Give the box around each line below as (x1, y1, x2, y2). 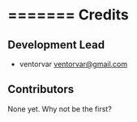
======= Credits (7, 6, 129, 24)
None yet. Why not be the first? (7, 103, 113, 114)
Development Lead (7, 38, 105, 52)
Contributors (7, 82, 75, 96)
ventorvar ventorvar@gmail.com (19, 59, 128, 69)
